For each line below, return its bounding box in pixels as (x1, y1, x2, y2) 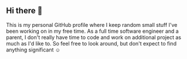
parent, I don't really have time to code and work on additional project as (6, 33, 182, 41)
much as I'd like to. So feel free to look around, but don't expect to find (6, 40, 177, 47)
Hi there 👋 (6, 6, 43, 16)
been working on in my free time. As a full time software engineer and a (6, 27, 179, 34)
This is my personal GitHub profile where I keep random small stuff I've (6, 21, 178, 28)
